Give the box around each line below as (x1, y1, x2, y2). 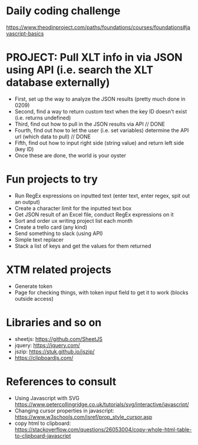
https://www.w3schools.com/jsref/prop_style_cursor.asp (14, 413, 153, 420)
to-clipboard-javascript (14, 432, 71, 439)
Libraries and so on (6, 316, 102, 329)
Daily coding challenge (6, 4, 121, 18)
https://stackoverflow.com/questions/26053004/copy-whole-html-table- (14, 425, 192, 433)
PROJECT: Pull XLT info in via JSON (6, 51, 183, 64)
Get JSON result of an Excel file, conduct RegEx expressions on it (14, 211, 174, 218)
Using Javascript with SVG (14, 394, 80, 401)
